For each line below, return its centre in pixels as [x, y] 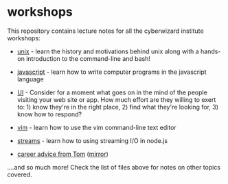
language [30, 79]
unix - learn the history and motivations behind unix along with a [108, 51]
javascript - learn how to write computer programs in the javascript [112, 72]
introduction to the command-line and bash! [89, 58]
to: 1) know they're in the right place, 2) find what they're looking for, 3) [117, 107]
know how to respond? [49, 114]
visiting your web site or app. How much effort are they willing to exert [116, 99]
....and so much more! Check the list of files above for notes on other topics [114, 167]
